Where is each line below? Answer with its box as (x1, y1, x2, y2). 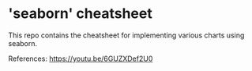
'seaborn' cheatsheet (8, 5, 152, 23)
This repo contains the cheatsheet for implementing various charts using (8, 30, 245, 40)
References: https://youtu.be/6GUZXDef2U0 (8, 54, 153, 63)
